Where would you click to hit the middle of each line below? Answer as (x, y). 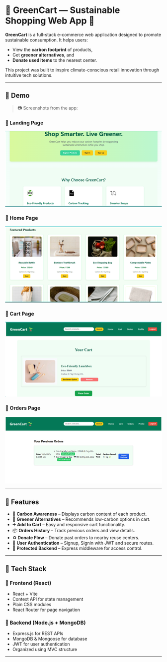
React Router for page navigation (46, 610)
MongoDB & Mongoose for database (50, 639)
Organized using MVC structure (45, 650)
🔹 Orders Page (23, 408)
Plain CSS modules (32, 605)
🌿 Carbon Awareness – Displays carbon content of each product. (80, 514)
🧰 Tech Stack (26, 569)
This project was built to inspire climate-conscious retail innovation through (82, 70)
